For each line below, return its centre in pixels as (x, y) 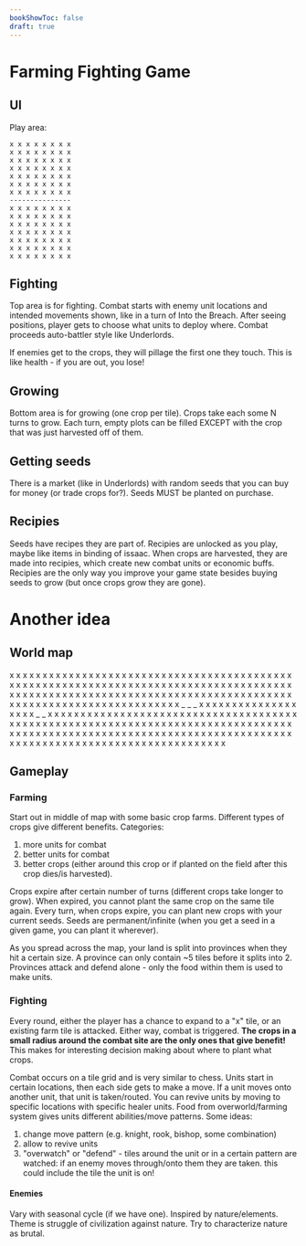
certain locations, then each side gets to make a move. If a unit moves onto (151, 1087)
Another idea (60, 619)
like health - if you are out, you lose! (77, 363)
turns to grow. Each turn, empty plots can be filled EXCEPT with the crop (146, 423)
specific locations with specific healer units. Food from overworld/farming (148, 1106)
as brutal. (27, 1233)
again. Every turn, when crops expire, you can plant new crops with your (146, 911)
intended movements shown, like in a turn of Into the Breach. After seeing (148, 315)
